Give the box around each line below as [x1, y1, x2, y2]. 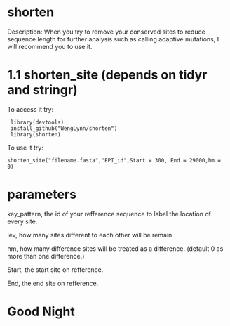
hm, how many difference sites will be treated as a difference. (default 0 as [7, 244, 224, 253]
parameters [7, 187, 77, 202]
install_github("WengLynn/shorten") [10, 124, 118, 132]
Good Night [7, 304, 75, 320]
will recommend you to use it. [7, 42, 93, 51]
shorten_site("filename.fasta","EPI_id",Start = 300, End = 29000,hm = [7, 157, 221, 164]
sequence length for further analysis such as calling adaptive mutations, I [7, 34, 219, 43]
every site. [7, 217, 38, 226]
